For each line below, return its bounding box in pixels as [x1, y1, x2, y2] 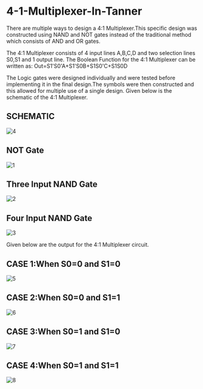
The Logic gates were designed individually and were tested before [6, 74, 176, 81]
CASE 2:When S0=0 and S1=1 [6, 293, 121, 303]
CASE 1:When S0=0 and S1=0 [6, 258, 121, 269]
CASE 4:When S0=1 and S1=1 [6, 360, 119, 371]
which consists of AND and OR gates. [6, 37, 101, 45]
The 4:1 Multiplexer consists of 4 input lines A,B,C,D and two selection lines [6, 49, 196, 56]
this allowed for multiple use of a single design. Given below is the [6, 87, 173, 94]
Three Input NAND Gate [6, 179, 98, 189]
